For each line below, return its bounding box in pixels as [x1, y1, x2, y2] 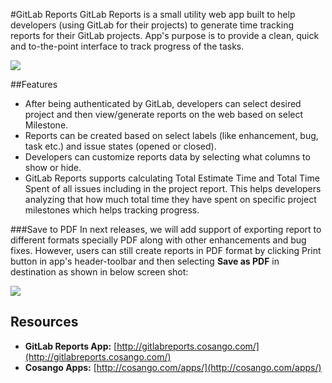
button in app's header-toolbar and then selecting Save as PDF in [10, 255, 280, 267]
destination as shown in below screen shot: [10, 266, 189, 278]
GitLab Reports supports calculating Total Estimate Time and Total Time [24, 172, 320, 184]
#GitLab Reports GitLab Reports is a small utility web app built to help [10, 9, 296, 20]
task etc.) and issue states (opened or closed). [24, 140, 217, 152]
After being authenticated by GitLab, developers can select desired [24, 98, 302, 109]
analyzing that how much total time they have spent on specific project [24, 194, 317, 205]
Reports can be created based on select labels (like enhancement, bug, [24, 130, 319, 141]
